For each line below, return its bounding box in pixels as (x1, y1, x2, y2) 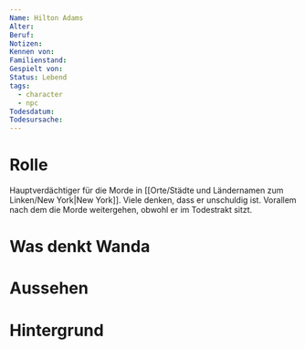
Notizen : (9, 38, 43, 48)
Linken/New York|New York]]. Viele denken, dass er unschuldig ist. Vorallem (9, 195, 297, 206)
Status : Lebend (9, 73, 68, 82)
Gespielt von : (9, 65, 64, 74)
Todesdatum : (9, 107, 55, 116)
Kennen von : (9, 48, 55, 57)
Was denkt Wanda (9, 237, 151, 257)
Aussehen (9, 278, 89, 299)
